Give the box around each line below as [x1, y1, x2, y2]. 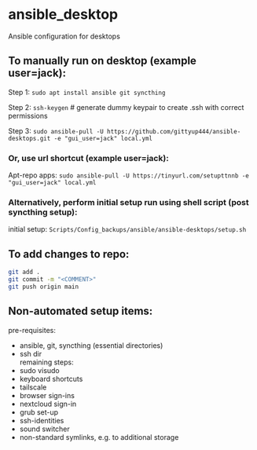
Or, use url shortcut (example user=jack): [8, 152, 169, 163]
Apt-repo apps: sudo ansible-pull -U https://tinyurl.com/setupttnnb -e [8, 170, 250, 180]
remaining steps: [19, 357, 74, 367]
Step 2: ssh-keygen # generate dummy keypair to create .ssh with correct [8, 102, 244, 112]
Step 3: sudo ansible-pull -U [8, 126, 104, 135]
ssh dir [19, 349, 42, 358]
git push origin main [8, 283, 79, 291]
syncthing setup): [8, 207, 78, 218]
